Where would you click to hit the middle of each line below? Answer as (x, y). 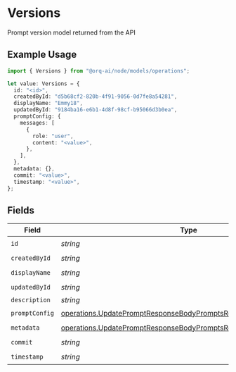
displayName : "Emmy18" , (48, 104)
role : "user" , (53, 136)
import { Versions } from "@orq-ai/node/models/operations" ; (99, 71)
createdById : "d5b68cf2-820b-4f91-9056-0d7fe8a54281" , (96, 97)
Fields (21, 210)
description (31, 300)
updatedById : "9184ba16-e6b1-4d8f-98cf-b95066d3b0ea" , (96, 110)
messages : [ (37, 123)
